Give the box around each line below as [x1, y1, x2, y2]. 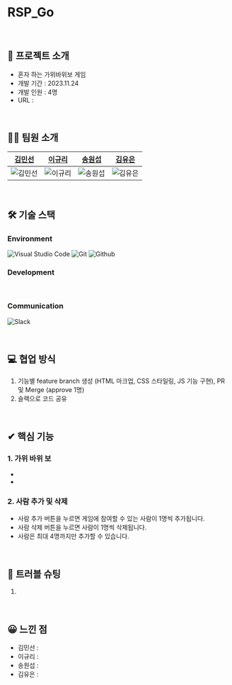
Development [7, 267, 55, 277]
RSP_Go [7, 4, 54, 21]
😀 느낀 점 [7, 623, 47, 635]
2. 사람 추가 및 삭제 [7, 497, 69, 507]
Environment [7, 234, 53, 243]
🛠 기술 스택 [7, 209, 55, 221]
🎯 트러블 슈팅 [7, 568, 62, 580]
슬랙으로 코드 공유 [17, 394, 67, 403]
